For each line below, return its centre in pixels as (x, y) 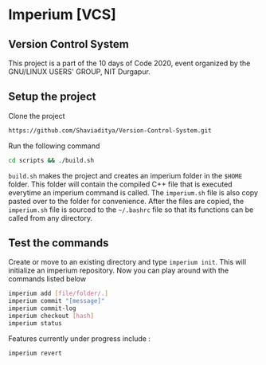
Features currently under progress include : (80, 338)
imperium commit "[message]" (57, 301)
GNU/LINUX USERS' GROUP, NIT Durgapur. (80, 72)
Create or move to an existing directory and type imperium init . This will (127, 262)
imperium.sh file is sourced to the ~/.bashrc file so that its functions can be (131, 210)
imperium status (35, 323)
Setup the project (52, 97)
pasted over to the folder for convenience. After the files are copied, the (126, 201)
